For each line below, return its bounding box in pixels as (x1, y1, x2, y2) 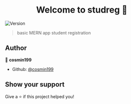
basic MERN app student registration (17, 30, 91, 35)
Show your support (5, 80, 65, 89)
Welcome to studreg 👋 (36, 4, 128, 16)
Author (5, 44, 27, 52)
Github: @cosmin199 (12, 66, 54, 72)
